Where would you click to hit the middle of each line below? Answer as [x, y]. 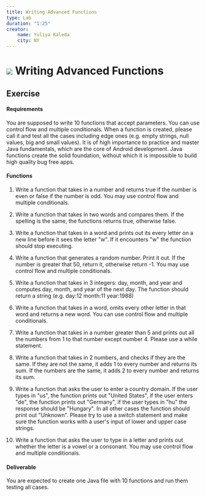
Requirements [25, 109]
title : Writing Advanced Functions [52, 12]
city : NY [29, 40]
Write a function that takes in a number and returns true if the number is [106, 189]
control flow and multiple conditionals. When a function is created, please [99, 129]
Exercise [23, 94]
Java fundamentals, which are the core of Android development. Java [94, 148]
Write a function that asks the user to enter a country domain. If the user [106, 389]
